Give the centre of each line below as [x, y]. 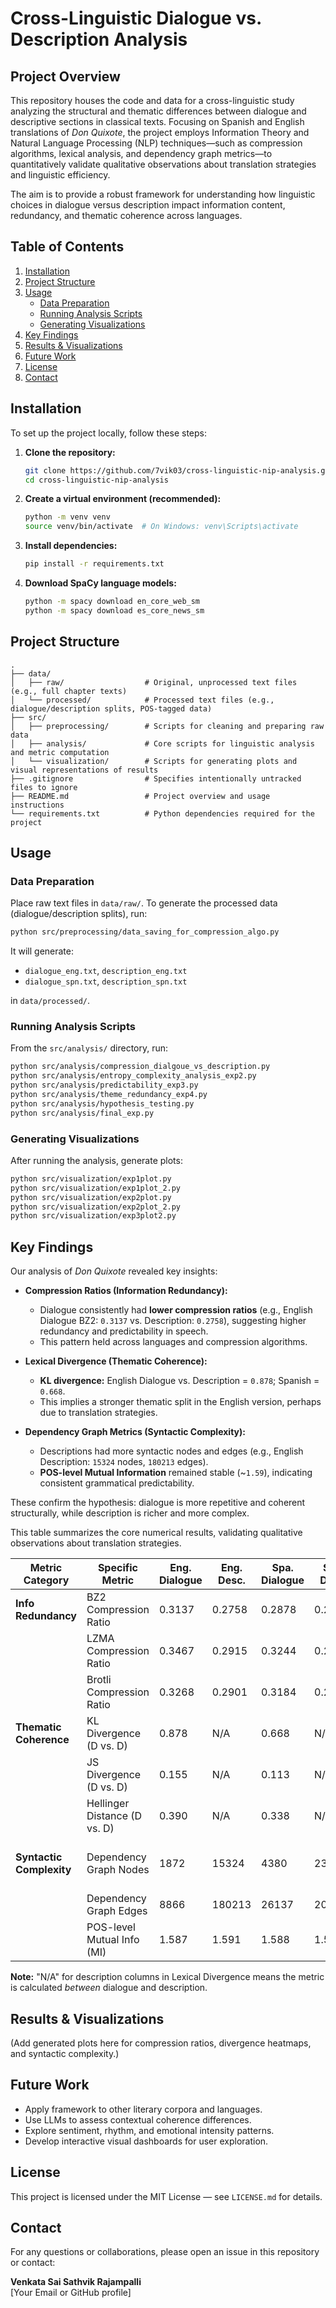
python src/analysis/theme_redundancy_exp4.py [109, 1095]
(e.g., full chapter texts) [69, 691]
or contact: [33, 2263]
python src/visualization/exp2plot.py [91, 1197]
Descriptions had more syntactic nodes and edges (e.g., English [171, 1451]
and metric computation [60, 752]
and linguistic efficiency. [60, 175]
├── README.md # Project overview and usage [140, 796]
